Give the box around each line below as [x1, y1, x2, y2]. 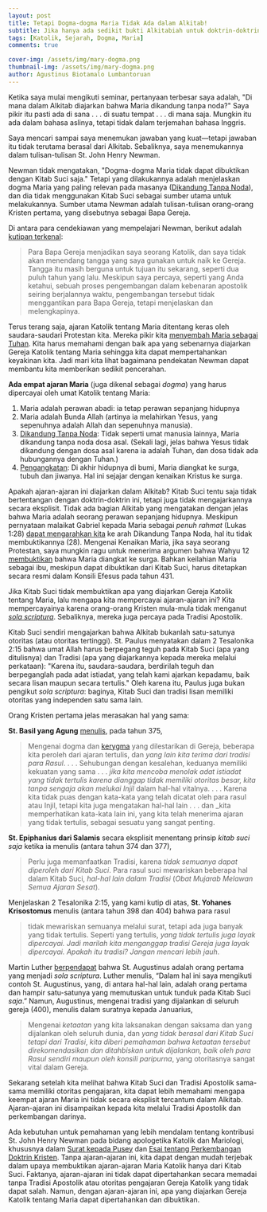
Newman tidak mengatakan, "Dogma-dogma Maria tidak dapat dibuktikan [8, 165, 250, 175]
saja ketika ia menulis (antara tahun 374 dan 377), [8, 841, 172, 850]
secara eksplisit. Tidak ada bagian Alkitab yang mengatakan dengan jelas [8, 503, 249, 513]
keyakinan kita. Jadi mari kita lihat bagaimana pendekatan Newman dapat [8, 355, 249, 365]
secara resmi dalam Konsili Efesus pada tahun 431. [8, 571, 175, 581]
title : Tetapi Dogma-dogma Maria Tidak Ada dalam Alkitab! [8, 19, 208, 27]
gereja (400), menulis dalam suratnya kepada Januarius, [8, 1004, 193, 1014]
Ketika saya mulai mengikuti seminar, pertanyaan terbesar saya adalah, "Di [8, 92, 253, 102]
